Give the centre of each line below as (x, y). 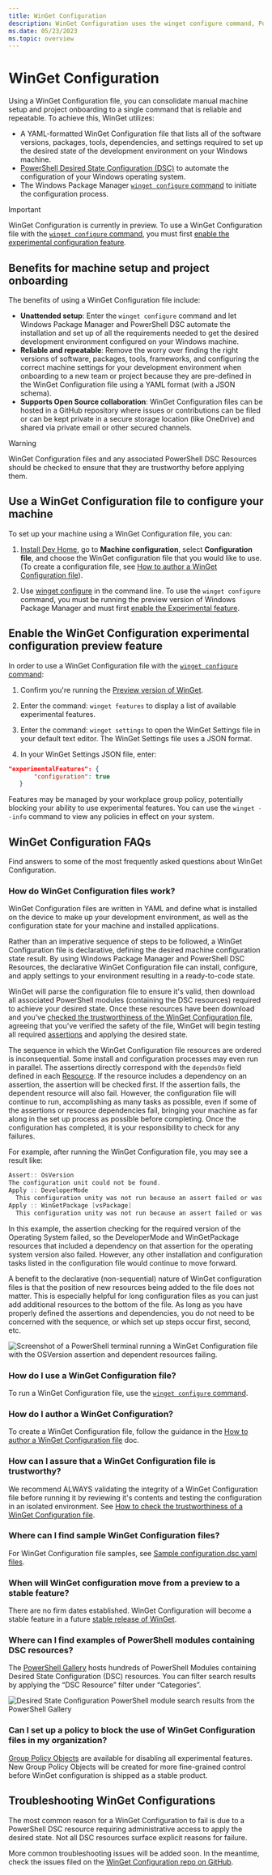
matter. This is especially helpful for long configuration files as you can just (134, 1296)
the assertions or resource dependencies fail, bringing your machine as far (133, 1110)
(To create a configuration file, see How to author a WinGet (119, 566)
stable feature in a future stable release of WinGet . (93, 1619)
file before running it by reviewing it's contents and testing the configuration (135, 1497)
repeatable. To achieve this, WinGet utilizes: (82, 118)
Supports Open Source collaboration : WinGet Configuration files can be (141, 402)
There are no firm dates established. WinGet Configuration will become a (130, 1610)
